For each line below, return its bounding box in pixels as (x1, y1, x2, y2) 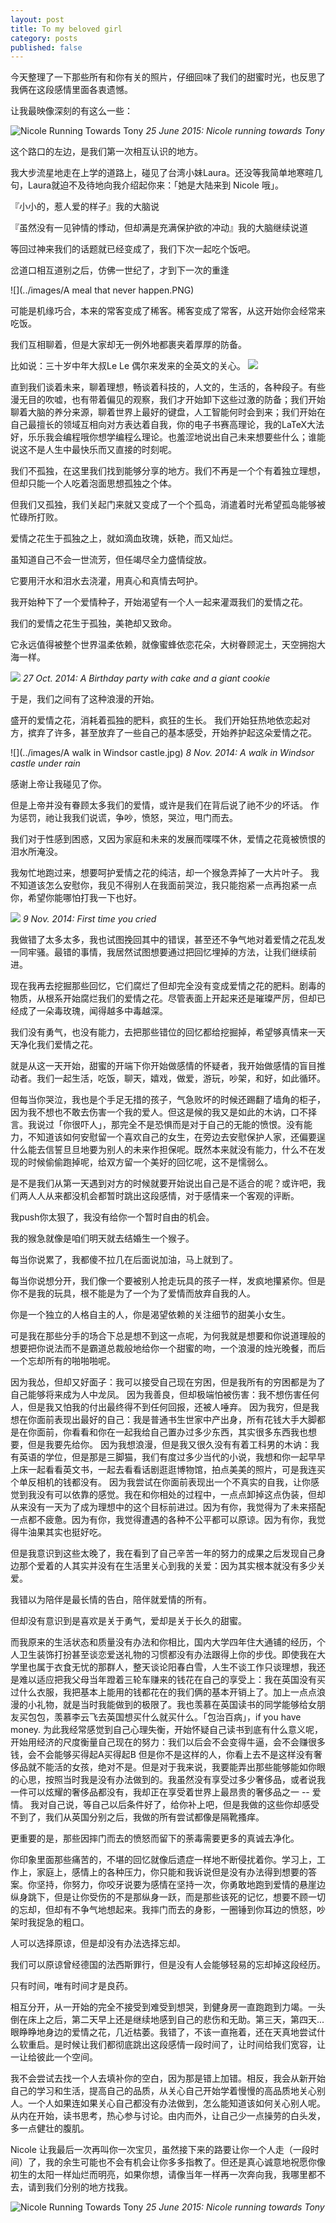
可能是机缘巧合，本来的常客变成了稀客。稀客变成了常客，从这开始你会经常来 (10, 305, 326, 317)
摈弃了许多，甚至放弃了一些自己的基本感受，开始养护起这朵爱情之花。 (27, 727, 317, 739)
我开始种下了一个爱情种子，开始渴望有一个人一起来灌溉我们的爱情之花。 (10, 596, 308, 608)
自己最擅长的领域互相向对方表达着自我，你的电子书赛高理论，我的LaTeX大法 (10, 419, 325, 431)
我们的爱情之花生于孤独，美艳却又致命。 (10, 617, 177, 630)
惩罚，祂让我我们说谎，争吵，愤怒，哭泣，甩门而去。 (18, 812, 238, 824)
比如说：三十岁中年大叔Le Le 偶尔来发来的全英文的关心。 (10, 360, 247, 372)
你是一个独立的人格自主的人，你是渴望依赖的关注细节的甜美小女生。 (10, 1309, 291, 1321)
